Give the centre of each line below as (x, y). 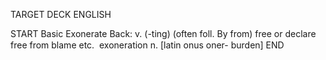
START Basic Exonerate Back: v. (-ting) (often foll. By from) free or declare (163, 33)
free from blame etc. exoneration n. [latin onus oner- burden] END (147, 45)
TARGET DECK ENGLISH (61, 14)
